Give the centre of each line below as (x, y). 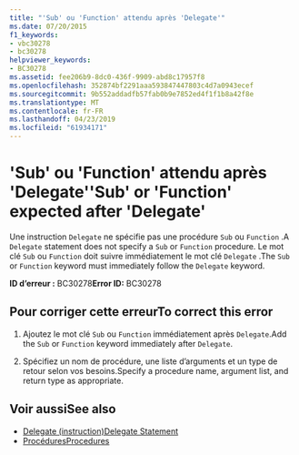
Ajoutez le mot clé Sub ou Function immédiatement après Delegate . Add (154, 334)
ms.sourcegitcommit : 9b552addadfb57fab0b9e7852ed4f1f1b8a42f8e (132, 94)
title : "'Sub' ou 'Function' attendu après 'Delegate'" (117, 18)
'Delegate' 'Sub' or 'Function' (121, 192)
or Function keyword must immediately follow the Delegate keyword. (137, 266)
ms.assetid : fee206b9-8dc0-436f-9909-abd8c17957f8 (107, 77)
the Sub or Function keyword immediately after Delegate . (128, 343)
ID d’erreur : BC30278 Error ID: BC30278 (85, 283)
